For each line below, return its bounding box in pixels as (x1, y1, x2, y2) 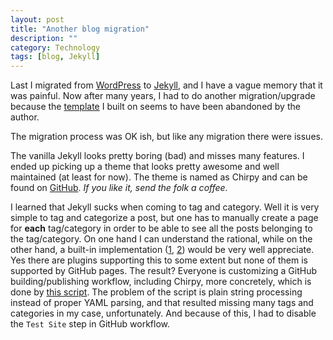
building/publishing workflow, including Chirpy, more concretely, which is (10, 276, 312, 288)
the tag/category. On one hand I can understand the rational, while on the (10, 233, 313, 245)
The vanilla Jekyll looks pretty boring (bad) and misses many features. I (10, 150, 305, 162)
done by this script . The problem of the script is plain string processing (10, 286, 303, 298)
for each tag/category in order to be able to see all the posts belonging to (10, 222, 313, 235)
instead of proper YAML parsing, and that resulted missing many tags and (10, 297, 314, 309)
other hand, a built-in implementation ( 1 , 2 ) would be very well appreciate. (10, 244, 315, 256)
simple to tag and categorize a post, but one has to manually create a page (10, 212, 319, 224)
